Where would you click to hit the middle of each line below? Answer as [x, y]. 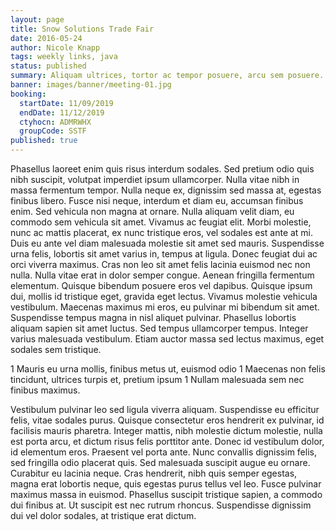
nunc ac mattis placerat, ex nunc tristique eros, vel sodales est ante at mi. [162, 232]
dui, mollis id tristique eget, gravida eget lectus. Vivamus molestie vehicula [164, 296]
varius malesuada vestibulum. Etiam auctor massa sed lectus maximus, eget [167, 339]
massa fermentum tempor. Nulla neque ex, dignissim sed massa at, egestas [166, 190]
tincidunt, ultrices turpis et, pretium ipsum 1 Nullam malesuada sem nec [157, 379]
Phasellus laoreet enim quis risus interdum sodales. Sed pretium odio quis [162, 169]
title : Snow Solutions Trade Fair [82, 29]
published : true [44, 141]
